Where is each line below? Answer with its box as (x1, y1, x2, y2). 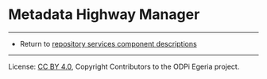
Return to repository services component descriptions (19, 39, 197, 48)
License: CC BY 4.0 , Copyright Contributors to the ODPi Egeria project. (8, 62, 240, 71)
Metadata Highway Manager (8, 6, 200, 24)
